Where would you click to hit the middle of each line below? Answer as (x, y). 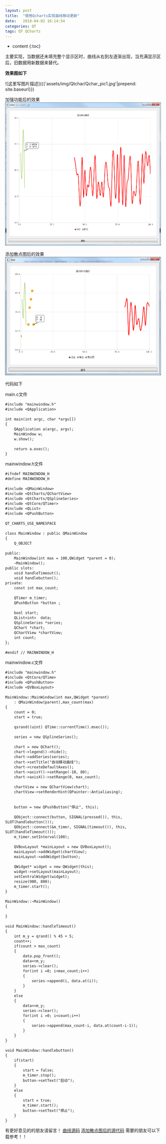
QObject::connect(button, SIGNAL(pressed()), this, (68, 817)
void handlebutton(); (36, 578)
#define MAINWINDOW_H (27, 479)
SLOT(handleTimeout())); (31, 832)
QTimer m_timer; (31, 598)
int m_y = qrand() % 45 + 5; (44, 936)
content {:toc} (26, 46)
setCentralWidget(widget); (42, 877)
